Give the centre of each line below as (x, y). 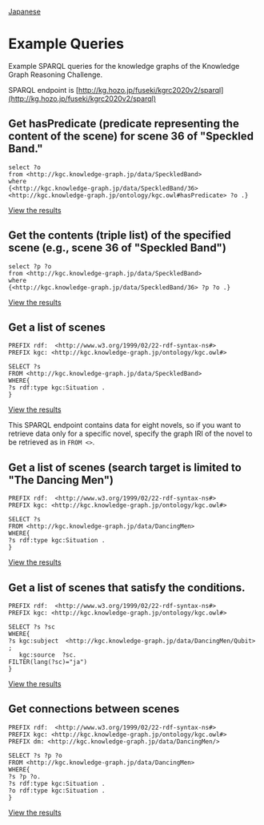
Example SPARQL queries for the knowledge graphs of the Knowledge (124, 66)
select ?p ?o (30, 266)
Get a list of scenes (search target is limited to (125, 467)
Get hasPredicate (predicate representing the (124, 124)
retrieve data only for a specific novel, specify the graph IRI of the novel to (130, 434)
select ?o (25, 167)
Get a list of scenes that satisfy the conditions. (127, 588)
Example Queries (66, 44)
